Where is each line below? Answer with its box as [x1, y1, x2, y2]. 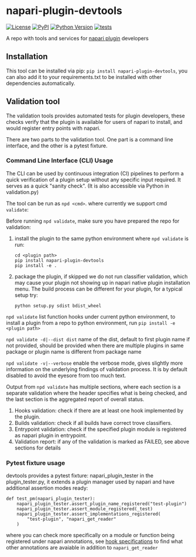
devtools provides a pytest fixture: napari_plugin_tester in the [6, 472, 154, 479]
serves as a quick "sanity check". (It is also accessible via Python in [6, 182, 170, 189]
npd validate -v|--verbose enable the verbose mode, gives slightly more [6, 359, 183, 366]
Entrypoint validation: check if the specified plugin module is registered [14, 425, 187, 433]
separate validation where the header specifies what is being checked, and [6, 389, 187, 396]
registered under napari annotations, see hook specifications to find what [6, 538, 183, 545]
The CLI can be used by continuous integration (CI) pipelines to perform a [6, 169, 184, 177]
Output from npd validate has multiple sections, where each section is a [6, 383, 181, 390]
